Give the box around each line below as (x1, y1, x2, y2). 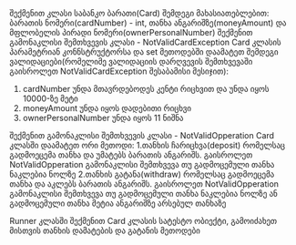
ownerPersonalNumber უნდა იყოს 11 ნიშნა (22, 113, 184, 123)
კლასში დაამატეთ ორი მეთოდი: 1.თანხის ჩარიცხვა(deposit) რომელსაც (9, 140, 285, 150)
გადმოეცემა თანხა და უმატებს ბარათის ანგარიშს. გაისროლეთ (9, 149, 253, 160)
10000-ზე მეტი (22, 93, 79, 104)
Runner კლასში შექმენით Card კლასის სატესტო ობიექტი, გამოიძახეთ (9, 216, 278, 226)
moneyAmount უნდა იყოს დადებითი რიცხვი (22, 103, 191, 113)
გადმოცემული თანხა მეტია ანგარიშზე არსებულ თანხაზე (9, 198, 227, 209)
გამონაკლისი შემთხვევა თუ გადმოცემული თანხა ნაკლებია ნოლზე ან (9, 189, 278, 199)
